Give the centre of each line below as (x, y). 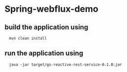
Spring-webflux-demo (51, 9)
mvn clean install (28, 38)
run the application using (44, 53)
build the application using (46, 27)
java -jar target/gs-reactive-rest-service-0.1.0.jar (65, 65)
